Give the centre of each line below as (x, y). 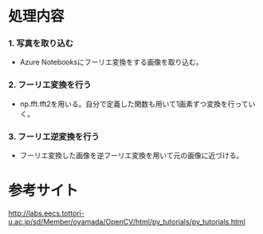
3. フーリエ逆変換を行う (54, 137)
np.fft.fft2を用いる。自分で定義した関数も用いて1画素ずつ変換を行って (134, 104)
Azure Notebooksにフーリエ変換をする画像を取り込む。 (111, 62)
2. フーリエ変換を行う (50, 85)
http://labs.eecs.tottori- (47, 213)
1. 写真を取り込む (41, 43)
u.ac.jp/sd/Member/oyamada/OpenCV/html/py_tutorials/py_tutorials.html (127, 222)
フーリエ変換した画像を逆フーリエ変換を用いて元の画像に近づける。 (131, 156)
